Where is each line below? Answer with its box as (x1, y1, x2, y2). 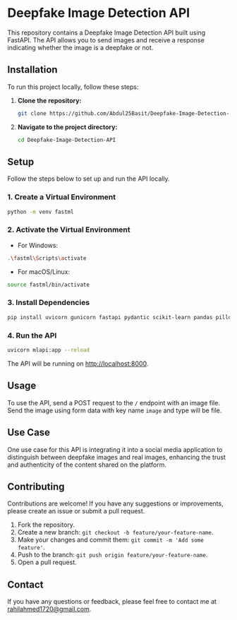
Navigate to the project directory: (17, 122, 118, 131)
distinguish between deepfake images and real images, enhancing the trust (7, 453, 226, 461)
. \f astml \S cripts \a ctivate (7, 254, 87, 262)
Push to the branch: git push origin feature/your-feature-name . (17, 551, 208, 559)
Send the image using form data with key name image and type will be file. (7, 406, 222, 415)
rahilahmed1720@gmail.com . (7, 605, 92, 614)
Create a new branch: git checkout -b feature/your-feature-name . (17, 528, 214, 537)
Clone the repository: (17, 96, 82, 105)
